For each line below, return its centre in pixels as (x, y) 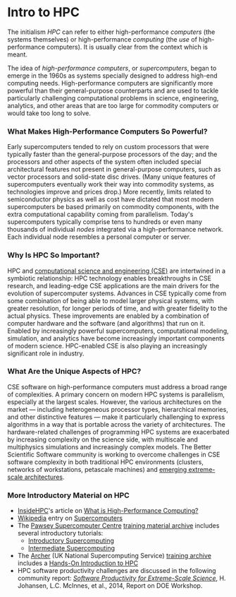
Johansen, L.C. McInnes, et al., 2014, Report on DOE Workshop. (110, 586)
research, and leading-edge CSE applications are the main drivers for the (113, 285)
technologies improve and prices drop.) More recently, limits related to (109, 192)
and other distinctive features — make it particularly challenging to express (116, 417)
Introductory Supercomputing (71, 540)
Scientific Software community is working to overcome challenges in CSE (114, 454)
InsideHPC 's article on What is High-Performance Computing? (108, 511)
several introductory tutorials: (60, 533)
